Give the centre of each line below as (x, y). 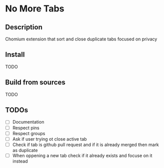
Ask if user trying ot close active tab (49, 139)
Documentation (28, 122)
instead (20, 161)
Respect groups (29, 133)
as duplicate (25, 150)
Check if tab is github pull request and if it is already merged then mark (85, 145)
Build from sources (35, 83)
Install (15, 55)
